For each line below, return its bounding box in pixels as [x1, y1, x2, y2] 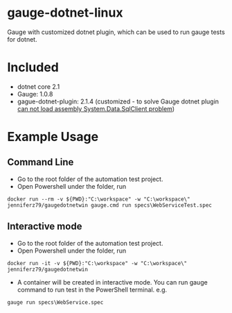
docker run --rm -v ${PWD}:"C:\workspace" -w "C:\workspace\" [7, 196, 190, 203]
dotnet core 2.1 [17, 82, 60, 91]
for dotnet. [7, 35, 37, 43]
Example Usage [7, 129, 99, 145]
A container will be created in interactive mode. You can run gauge [17, 278, 208, 286]
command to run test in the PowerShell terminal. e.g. [17, 285, 168, 294]
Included [7, 60, 59, 76]
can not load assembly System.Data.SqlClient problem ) [17, 104, 175, 112]
